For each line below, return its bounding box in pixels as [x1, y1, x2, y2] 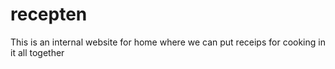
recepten [10, 3, 88, 26]
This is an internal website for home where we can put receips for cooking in [10, 36, 326, 48]
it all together [10, 46, 65, 58]
